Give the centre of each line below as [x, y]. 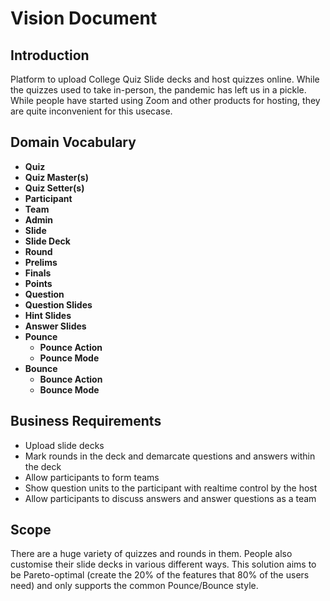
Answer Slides [55, 326]
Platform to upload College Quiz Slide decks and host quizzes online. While [165, 79]
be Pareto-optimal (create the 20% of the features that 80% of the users [160, 575]
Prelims [41, 262]
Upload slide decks [64, 445]
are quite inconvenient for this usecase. [91, 111]
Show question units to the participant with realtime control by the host [171, 488]
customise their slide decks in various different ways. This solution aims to [163, 564]
